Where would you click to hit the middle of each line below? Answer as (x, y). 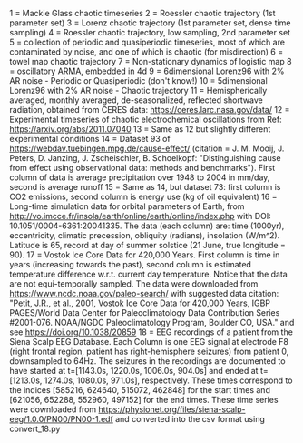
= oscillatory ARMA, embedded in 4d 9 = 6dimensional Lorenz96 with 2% (147, 71)
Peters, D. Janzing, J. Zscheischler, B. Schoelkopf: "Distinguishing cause (145, 158)
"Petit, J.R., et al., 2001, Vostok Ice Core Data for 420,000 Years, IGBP (140, 303)
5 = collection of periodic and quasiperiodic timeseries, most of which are (147, 42)
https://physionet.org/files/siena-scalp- (172, 409)
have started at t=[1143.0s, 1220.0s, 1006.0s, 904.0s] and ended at (134, 371)
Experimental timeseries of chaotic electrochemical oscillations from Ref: (146, 119)
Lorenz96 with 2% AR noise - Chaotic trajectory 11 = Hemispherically (138, 91)
